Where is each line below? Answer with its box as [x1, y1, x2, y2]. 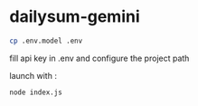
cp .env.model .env [9, 36, 83, 45]
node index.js [9, 88, 63, 97]
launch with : [9, 70, 57, 81]
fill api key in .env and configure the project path [9, 53, 190, 63]
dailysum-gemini [9, 6, 140, 27]
